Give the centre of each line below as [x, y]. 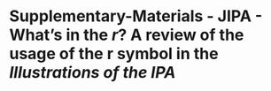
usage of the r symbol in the [114, 54]
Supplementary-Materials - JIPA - [136, 16]
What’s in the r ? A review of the [127, 35]
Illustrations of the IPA [93, 73]
